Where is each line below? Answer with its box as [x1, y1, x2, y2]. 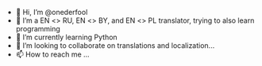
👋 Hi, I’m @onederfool [15, 8, 88, 16]
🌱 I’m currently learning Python [15, 32, 118, 42]
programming [15, 24, 61, 33]
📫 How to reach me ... [15, 49, 90, 59]
